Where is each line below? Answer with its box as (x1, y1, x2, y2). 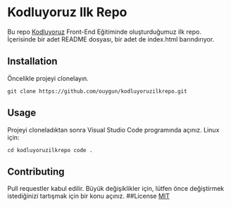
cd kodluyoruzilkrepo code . (7, 146, 93, 153)
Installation (7, 56, 58, 68)
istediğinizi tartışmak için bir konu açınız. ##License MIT (7, 192, 170, 201)
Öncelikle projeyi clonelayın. (7, 74, 89, 82)
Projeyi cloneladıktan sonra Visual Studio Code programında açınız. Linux (7, 125, 220, 134)
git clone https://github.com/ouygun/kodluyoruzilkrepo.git (7, 87, 188, 95)
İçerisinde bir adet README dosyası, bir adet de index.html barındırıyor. (7, 34, 215, 43)
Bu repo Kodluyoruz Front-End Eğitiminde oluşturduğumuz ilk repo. (7, 27, 202, 36)
